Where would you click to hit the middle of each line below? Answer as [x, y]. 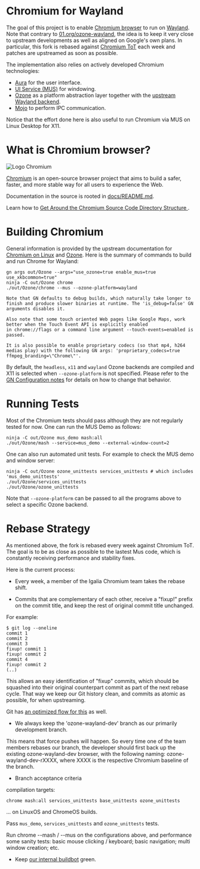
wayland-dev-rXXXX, [32, 760]
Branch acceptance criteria [48, 778]
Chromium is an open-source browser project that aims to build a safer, [94, 178]
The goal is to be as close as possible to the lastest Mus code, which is [93, 551]
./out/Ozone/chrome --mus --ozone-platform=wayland [72, 288]
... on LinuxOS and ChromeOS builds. [52, 812]
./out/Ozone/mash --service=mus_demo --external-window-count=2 [88, 443]
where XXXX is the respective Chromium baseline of [124, 760]
